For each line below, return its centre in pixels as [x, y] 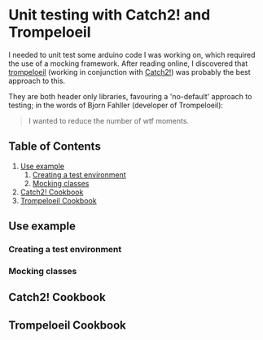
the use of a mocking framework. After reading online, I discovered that [128, 63]
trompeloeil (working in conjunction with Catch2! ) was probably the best [129, 72]
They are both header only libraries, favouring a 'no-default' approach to [130, 96]
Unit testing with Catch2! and [110, 15]
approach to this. [37, 81]
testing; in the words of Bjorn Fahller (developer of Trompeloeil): [116, 105]
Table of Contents [55, 147]
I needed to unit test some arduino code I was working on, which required [132, 54]
